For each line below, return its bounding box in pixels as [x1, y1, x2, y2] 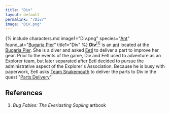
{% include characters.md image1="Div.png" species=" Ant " [5, 35, 130, 42]
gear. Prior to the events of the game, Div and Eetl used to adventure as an [5, 52, 161, 58]
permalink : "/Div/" [5, 17, 47, 22]
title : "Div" [5, 7, 33, 13]
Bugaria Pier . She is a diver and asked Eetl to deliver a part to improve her [5, 47, 159, 53]
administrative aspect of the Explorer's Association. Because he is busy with [5, 63, 165, 69]
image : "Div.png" [5, 21, 42, 27]
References [5, 89, 43, 97]
